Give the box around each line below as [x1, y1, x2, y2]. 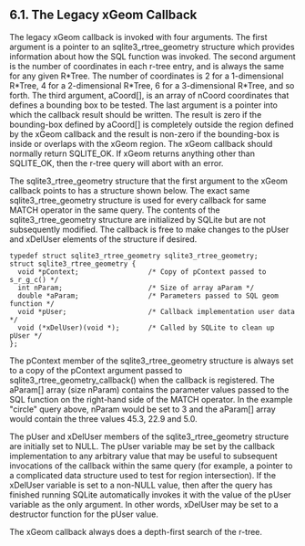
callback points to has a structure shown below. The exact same [9, 184, 250, 195]
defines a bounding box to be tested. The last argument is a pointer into [9, 100, 278, 110]
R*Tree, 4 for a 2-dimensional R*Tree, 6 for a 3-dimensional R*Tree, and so [9, 79, 295, 90]
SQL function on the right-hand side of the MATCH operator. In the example [9, 394, 293, 404]
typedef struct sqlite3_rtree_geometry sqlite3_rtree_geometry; [9, 251, 259, 260]
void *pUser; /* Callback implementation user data [17, 307, 296, 316]
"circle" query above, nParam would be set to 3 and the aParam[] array [9, 404, 276, 415]
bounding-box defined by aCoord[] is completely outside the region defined [9, 119, 294, 130]
